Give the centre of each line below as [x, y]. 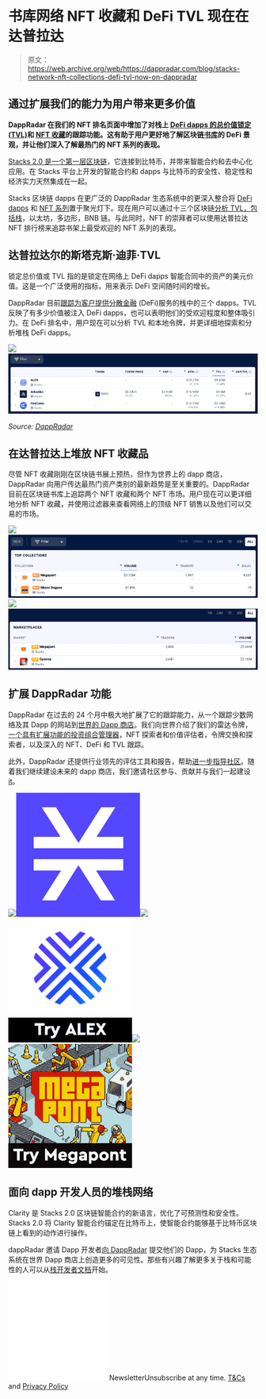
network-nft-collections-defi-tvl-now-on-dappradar [112, 77]
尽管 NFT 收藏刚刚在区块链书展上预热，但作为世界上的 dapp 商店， [118, 474]
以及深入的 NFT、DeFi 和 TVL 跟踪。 [89, 744]
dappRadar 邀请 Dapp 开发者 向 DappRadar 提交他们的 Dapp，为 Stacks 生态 [133, 1249]
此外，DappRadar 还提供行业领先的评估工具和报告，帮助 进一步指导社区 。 [128, 761]
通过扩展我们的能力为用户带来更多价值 [102, 104]
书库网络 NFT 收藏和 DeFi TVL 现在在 [129, 16]
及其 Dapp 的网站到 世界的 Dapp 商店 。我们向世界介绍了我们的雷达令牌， [133, 724]
